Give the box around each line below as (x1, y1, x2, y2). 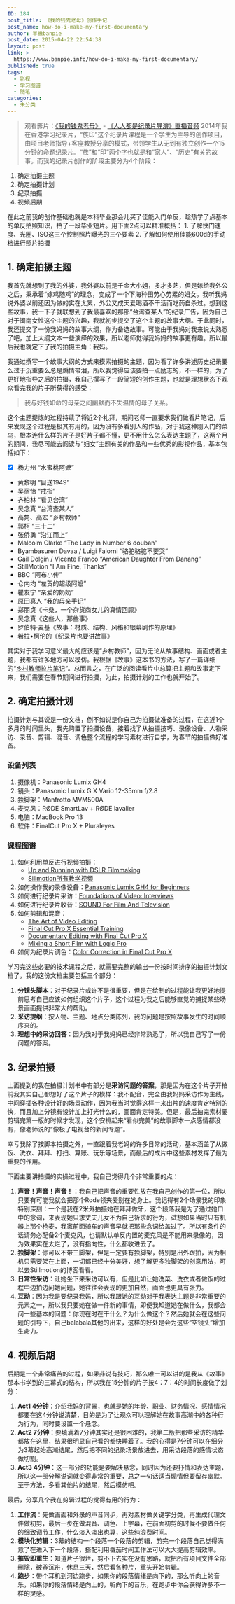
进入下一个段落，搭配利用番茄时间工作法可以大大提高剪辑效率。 (36, 1545, 220, 1554)
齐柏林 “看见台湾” (17, 495, 69, 504)
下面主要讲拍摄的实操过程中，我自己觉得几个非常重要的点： (7, 1172, 179, 1180)
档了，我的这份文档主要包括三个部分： (7, 971, 117, 980)
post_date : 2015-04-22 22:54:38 (7, 36, 101, 43)
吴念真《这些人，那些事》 (17, 614, 92, 622)
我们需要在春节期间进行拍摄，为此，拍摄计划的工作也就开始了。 (19, 673, 204, 681)
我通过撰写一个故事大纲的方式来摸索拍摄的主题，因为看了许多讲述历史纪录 (7, 357, 222, 365)
